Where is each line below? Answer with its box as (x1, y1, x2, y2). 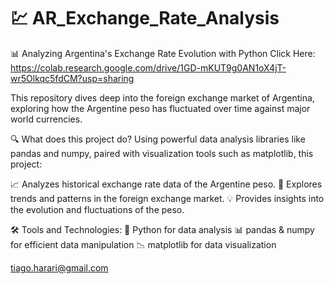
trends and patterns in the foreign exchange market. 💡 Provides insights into (10, 192, 325, 204)
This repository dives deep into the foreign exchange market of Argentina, (10, 91, 315, 104)
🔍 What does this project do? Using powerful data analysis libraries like (10, 133, 306, 145)
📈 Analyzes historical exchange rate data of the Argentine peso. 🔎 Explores (10, 178, 323, 190)
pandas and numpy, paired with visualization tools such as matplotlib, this (10, 147, 314, 159)
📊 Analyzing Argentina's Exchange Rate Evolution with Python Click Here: (10, 47, 316, 59)
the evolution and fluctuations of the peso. (10, 203, 185, 215)
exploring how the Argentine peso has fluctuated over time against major (10, 102, 311, 114)
